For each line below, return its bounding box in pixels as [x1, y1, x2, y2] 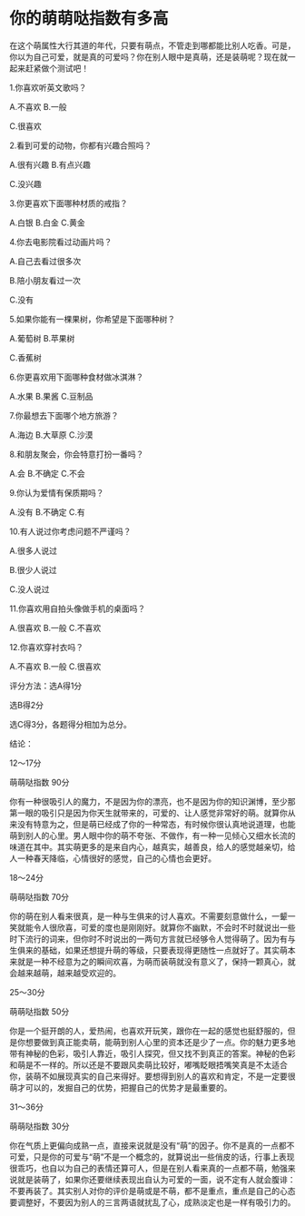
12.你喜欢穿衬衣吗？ [9, 641, 84, 652]
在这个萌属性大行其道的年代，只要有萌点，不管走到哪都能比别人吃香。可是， [9, 40, 296, 51]
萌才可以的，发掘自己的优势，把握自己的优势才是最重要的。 [9, 1082, 232, 1092]
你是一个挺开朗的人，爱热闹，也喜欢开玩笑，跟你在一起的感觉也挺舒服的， [9, 1025, 288, 1036]
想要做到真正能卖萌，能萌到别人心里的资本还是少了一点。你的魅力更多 [25, 1036, 288, 1047]
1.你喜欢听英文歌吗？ [9, 82, 87, 93]
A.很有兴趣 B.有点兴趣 [9, 159, 91, 170]
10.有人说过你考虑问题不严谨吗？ [9, 526, 132, 537]
